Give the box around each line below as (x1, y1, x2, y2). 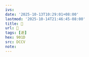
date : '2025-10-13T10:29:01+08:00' (5, 12, 79, 17)
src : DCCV (5, 40, 26, 45)
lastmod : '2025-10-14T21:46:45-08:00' (5, 16, 86, 21)
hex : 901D (5, 35, 26, 40)
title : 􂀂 (5, 21, 23, 26)
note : (5, 44, 16, 49)
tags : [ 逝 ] (5, 30, 27, 35)
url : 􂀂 (5, 26, 19, 31)
